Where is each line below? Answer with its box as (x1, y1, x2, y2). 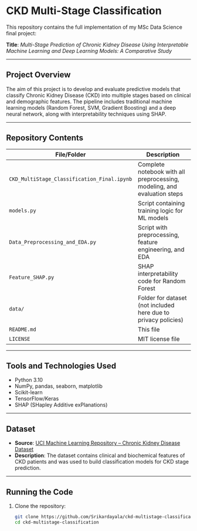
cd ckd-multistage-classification (14, 519, 99, 525)
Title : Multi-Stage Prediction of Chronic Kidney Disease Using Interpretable (6, 41, 189, 48)
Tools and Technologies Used (6, 361, 116, 371)
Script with (137, 223, 168, 231)
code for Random (137, 277, 186, 285)
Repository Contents (6, 133, 84, 143)
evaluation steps (137, 190, 184, 198)
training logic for (137, 207, 184, 215)
